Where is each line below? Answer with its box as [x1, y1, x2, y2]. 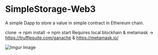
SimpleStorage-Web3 [5, 3, 96, 15]
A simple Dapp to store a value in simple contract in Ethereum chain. [5, 20, 144, 26]
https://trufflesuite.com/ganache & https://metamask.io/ [5, 35, 118, 41]
